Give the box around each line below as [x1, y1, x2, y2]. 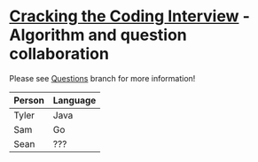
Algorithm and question [9, 25, 188, 45]
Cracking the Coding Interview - [9, 6, 250, 27]
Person [13, 94, 45, 106]
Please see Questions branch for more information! [9, 73, 196, 83]
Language [52, 94, 97, 106]
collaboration [9, 44, 109, 64]
